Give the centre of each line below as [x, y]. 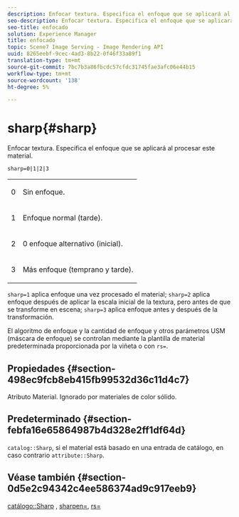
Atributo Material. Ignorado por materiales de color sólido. [92, 397]
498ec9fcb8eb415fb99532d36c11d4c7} [99, 380]
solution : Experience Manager [52, 34]
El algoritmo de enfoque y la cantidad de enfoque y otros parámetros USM [116, 331]
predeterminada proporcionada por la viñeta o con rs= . [88, 346]
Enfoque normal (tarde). [63, 218]
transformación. [31, 317]
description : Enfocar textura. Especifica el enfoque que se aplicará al [119, 14]
